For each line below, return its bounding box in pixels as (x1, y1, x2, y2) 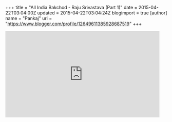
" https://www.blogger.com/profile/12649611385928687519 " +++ (5, 21, 142, 27)
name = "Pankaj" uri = (5, 15, 52, 21)
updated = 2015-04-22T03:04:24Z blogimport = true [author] (37, 10, 167, 16)
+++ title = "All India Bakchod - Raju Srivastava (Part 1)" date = (5, 5, 138, 10)
